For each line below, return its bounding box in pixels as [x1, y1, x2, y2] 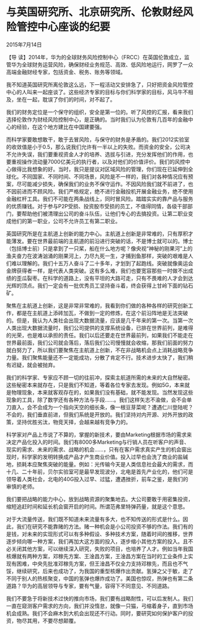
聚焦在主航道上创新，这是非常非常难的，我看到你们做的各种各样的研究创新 [6, 302, 188, 309]
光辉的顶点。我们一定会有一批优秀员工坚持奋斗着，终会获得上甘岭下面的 [6, 282, 183, 289]
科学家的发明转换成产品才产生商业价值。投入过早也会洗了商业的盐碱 [21, 453, 188, 460]
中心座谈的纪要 [37, 20, 111, 34]
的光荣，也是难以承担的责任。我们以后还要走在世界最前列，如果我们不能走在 [6, 332, 193, 339]
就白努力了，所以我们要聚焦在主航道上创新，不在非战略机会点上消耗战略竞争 [6, 346, 193, 354]
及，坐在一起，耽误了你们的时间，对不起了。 [6, 96, 116, 103]
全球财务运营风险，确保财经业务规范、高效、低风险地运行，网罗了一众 [21, 61, 193, 68]
